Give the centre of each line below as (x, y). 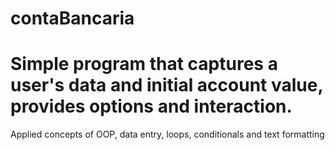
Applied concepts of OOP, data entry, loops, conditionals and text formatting (167, 134)
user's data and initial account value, (166, 85)
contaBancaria (72, 18)
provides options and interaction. (151, 106)
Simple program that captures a (144, 64)
